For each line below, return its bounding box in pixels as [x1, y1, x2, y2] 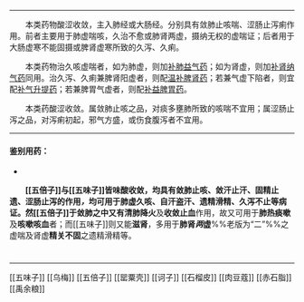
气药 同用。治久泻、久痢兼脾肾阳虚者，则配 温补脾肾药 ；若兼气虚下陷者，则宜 [9, 73, 295, 83]
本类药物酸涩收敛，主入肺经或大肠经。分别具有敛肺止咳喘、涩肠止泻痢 [25, 19, 287, 30]
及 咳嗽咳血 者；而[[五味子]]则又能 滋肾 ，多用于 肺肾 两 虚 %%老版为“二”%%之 [9, 219, 290, 229]
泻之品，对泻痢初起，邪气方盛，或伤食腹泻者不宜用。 [9, 114, 208, 125]
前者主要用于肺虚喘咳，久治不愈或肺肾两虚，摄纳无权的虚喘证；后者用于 [24, 31, 295, 41]
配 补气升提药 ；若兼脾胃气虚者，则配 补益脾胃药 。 [9, 83, 192, 94]
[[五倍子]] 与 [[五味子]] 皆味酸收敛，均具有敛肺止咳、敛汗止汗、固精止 [25, 185, 280, 196]
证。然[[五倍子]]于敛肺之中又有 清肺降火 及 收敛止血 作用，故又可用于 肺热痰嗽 [9, 208, 291, 219]
